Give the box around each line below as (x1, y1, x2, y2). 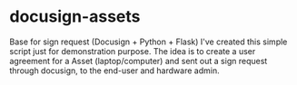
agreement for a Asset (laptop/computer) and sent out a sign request (9, 55, 268, 66)
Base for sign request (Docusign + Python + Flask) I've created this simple (9, 36, 288, 47)
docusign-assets (9, 6, 141, 27)
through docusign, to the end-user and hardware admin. (9, 65, 220, 76)
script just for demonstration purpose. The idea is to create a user (9, 45, 256, 56)
